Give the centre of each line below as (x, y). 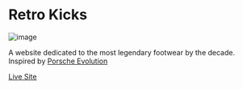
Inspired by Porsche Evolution (58, 61)
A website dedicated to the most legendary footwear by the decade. (122, 52)
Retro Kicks (48, 15)
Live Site (23, 76)
